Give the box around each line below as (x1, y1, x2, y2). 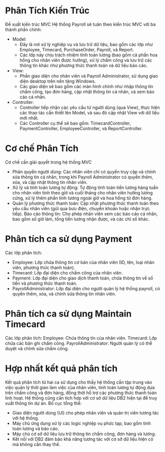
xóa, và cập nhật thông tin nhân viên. (12, 179, 88, 185)
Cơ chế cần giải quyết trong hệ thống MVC (5, 159, 92, 165)
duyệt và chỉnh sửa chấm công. (5, 345, 69, 351)
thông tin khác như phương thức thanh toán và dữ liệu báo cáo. (19, 62, 148, 68)
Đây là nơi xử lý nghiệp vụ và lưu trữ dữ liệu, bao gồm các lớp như (19, 41, 153, 47)
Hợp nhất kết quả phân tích (5, 362, 118, 374)
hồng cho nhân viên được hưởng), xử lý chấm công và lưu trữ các (19, 57, 153, 63)
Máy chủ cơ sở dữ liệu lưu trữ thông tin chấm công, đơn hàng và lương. (12, 431, 156, 437)
